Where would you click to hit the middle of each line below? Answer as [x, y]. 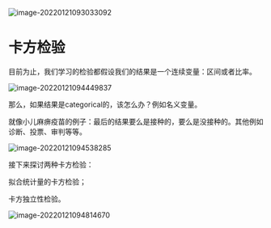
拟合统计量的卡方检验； [47, 181]
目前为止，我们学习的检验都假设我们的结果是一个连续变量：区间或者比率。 [132, 71]
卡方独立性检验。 [37, 199]
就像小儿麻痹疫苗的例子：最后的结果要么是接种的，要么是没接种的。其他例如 [136, 121]
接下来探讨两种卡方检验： [51, 164]
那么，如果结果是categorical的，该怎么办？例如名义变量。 [105, 104]
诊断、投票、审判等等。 [47, 131]
